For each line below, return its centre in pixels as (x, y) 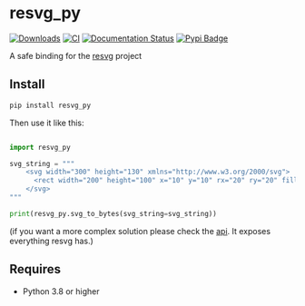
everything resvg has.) (51, 241)
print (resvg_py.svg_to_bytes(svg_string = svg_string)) (113, 213)
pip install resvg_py (50, 105)
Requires (35, 269)
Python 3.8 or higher (61, 291)
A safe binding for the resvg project (76, 55)
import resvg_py (40, 147)
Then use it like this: (47, 123)
